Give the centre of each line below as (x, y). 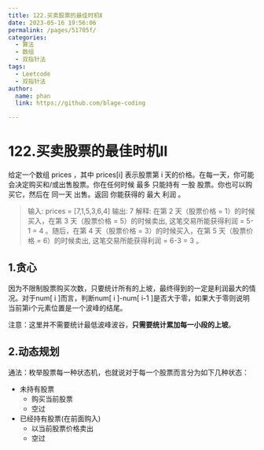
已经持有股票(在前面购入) (60, 419)
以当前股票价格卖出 (62, 428)
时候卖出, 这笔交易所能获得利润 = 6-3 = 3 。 (132, 241)
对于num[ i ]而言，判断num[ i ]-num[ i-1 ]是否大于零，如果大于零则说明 (136, 298)
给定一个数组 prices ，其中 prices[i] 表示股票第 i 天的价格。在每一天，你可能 (131, 175)
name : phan (33, 96)
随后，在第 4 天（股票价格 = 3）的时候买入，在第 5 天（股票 (149, 231)
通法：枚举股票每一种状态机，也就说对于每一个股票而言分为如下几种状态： (128, 372)
